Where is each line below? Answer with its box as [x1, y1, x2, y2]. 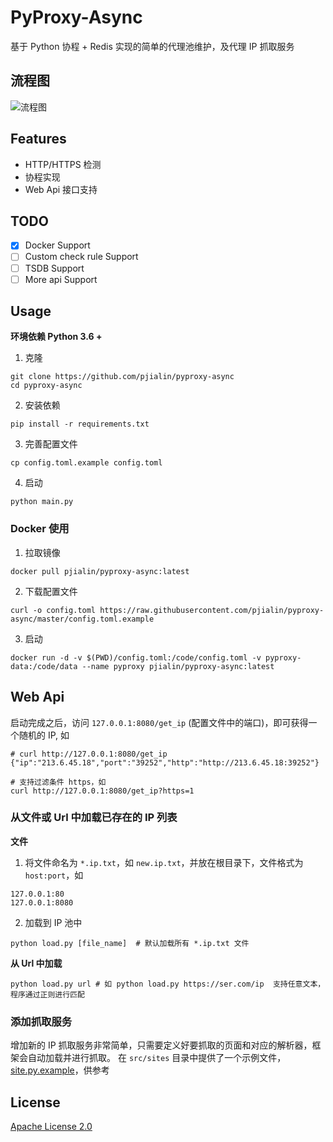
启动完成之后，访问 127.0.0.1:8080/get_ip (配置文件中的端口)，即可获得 [10, 716, 309, 728]
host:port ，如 [24, 869, 84, 881]
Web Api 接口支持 [24, 183, 98, 195]
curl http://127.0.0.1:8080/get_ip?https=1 [10, 786, 195, 796]
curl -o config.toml [10, 605, 97, 615]
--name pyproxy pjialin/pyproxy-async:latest [81, 661, 275, 671]
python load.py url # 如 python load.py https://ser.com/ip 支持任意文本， [10, 979, 326, 989]
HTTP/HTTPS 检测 [24, 158, 102, 170]
